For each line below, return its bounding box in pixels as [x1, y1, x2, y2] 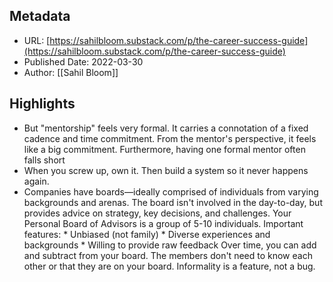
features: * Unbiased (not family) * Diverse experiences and [23, 228, 271, 240]
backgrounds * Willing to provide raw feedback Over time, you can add [23, 239, 317, 251]
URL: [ [23, 34, 51, 46]
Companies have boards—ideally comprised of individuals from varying [23, 185, 319, 198]
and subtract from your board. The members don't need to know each [23, 249, 313, 261]
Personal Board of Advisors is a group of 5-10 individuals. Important [23, 217, 304, 229]
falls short [23, 154, 66, 166]
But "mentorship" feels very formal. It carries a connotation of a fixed [23, 122, 309, 134]
